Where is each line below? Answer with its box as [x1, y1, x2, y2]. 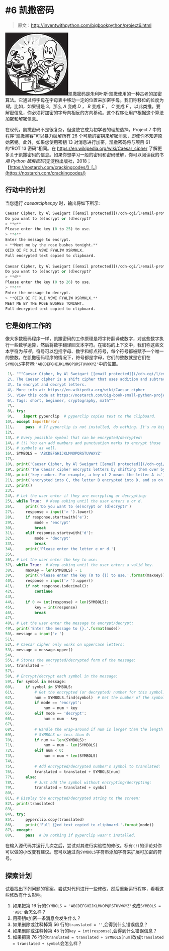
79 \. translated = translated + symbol [5, 785, 107, 790]
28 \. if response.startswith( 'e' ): [5, 514, 89, 520]
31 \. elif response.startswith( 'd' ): [5, 531, 94, 536]
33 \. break [5, 541, 46, 546]
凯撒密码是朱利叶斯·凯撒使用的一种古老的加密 [68, 91, 162, 97]
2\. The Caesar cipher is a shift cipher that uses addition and [7, 377, 147, 382]
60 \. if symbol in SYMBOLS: [5, 684, 73, 689]
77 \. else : [5, 774, 37, 780]
